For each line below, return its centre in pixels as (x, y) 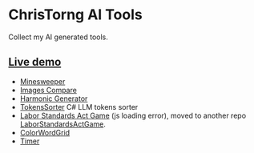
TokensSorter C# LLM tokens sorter (79, 107)
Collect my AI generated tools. (58, 37)
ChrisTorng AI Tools (75, 15)
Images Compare (48, 90)
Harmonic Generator (54, 99)
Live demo (35, 62)
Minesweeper (42, 81)
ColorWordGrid (45, 132)
